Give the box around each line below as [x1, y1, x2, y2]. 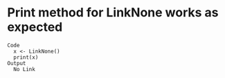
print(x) [13, 53, 39, 61]
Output [7, 60, 26, 66]
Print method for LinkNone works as [7, 5, 219, 21]
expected [7, 19, 63, 35]
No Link [13, 66, 36, 73]
